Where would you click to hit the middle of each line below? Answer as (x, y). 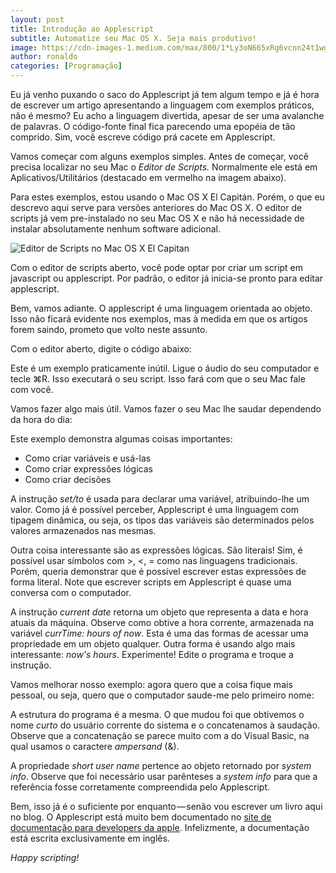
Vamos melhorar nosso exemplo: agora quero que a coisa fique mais (151, 684)
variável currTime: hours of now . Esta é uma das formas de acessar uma (159, 633)
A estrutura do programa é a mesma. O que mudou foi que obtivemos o (157, 714)
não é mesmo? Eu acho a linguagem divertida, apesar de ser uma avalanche (167, 115)
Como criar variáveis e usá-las (88, 458)
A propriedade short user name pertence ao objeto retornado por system (161, 765)
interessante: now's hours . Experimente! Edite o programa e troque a (152, 654)
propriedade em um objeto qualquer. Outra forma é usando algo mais (153, 644)
